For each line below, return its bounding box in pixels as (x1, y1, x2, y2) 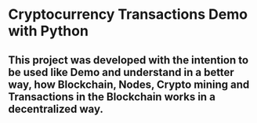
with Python (8, 22, 89, 40)
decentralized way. (8, 102, 104, 115)
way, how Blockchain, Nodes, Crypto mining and (8, 78, 250, 91)
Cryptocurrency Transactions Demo (8, 5, 248, 24)
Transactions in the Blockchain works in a (8, 90, 215, 103)
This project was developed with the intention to (8, 53, 249, 67)
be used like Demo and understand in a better (8, 65, 235, 79)
